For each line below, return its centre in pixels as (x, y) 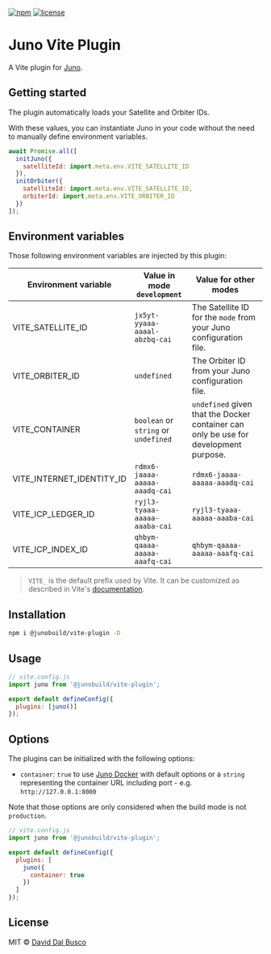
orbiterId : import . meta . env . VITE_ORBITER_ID (99, 196)
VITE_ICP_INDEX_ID (50, 550)
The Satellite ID (221, 308)
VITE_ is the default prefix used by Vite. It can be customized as (134, 580)
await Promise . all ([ (43, 151)
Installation (37, 615)
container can (218, 425)
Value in (159, 276)
